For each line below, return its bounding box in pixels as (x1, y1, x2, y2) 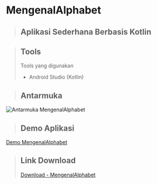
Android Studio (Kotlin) (29, 74, 84, 81)
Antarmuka (20, 90, 62, 100)
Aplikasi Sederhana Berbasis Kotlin (20, 27, 152, 37)
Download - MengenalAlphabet (20, 171, 96, 178)
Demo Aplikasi (20, 123, 75, 133)
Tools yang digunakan (20, 62, 74, 69)
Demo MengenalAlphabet (6, 139, 68, 146)
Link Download (20, 156, 76, 166)
